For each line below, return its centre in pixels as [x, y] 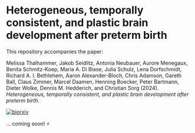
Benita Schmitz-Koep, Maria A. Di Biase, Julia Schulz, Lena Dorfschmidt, [94, 69]
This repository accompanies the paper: [54, 51]
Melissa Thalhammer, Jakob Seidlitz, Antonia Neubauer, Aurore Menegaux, [97, 63]
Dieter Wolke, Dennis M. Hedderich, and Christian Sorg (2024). [82, 88]
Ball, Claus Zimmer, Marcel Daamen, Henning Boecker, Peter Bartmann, [93, 82]
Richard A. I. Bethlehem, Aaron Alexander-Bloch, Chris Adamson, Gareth [94, 75]
